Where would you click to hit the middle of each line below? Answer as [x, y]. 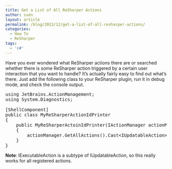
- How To [19, 34]
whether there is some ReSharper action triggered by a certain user [77, 68]
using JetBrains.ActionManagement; [50, 94]
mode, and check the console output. [45, 84]
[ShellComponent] [27, 110]
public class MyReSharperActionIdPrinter [58, 115]
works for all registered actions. [39, 161]
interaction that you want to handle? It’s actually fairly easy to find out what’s [86, 73]
